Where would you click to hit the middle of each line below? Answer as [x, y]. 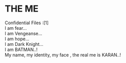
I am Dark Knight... [24, 44]
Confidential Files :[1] [27, 23]
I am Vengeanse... [24, 33]
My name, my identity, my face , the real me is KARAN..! [63, 55]
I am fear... [16, 28]
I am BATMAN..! [21, 49]
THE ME [22, 9]
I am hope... [17, 39]
